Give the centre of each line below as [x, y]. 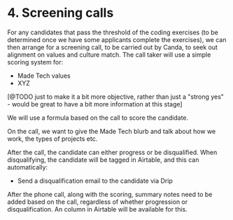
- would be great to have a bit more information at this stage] [95, 104]
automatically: [27, 167]
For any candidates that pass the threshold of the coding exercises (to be [113, 32]
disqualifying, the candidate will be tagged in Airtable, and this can [103, 160]
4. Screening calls [61, 13]
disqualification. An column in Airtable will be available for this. [97, 209]
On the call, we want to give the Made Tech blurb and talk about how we [112, 131]
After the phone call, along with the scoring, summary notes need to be [110, 194]
